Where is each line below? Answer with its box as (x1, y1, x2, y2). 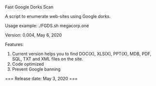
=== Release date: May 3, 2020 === (5, 76, 78, 81)
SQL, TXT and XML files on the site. (12, 56, 83, 62)
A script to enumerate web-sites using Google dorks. (5, 14, 111, 19)
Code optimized (12, 61, 44, 67)
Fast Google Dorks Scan (5, 4, 54, 10)
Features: (5, 42, 24, 47)
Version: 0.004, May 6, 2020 (5, 32, 62, 38)
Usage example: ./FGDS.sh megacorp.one (5, 23, 89, 29)
